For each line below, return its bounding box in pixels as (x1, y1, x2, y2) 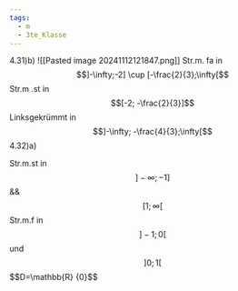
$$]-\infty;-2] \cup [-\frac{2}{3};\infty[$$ (75, 69, 230, 80)
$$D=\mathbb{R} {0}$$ (9, 272, 98, 283)
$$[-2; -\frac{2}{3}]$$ (110, 97, 195, 109)
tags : (9, 13, 30, 23)
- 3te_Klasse (17, 30, 67, 39)
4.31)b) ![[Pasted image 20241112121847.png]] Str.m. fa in (9, 55, 223, 66)
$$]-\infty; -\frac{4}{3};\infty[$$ (92, 126, 213, 137)
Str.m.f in (9, 215, 44, 226)
